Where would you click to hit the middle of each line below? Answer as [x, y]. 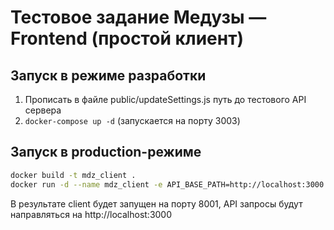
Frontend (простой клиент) [127, 38]
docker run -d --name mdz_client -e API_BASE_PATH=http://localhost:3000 [167, 184]
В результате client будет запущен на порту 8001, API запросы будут [156, 203]
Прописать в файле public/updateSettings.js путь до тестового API [165, 99]
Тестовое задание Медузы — [138, 17]
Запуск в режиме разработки [108, 75]
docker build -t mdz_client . [73, 175]
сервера [43, 110]
